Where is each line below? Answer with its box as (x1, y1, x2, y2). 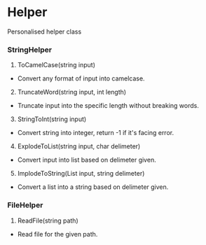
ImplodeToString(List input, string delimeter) (17, 169, 145, 178)
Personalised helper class (7, 27, 82, 36)
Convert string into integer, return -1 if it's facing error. (17, 129, 174, 137)
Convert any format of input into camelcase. (17, 74, 145, 83)
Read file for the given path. (17, 230, 98, 238)
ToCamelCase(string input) (17, 61, 96, 69)
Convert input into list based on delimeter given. (17, 155, 156, 164)
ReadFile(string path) (17, 216, 78, 225)
